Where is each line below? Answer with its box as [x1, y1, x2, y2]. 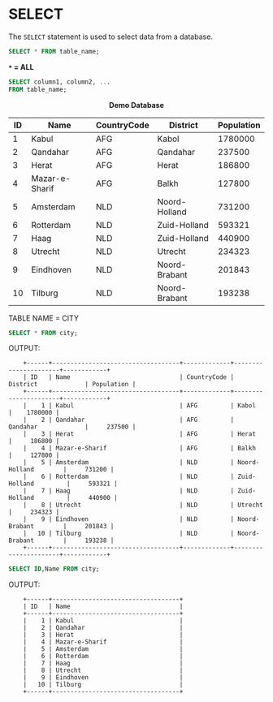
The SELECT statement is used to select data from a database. [8, 32, 214, 41]
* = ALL [8, 62, 34, 71]
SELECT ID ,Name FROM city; [8, 565, 100, 573]
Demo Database [109, 100, 164, 110]
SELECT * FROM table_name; [8, 47, 100, 55]
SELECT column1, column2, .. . [8, 78, 111, 86]
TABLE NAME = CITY [8, 313, 80, 323]
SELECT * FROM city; [8, 329, 79, 337]
